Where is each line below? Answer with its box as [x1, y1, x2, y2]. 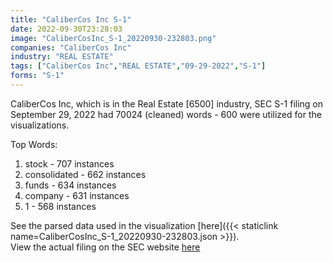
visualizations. [10, 119, 70, 131]
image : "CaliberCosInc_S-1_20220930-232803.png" [10, 33, 217, 43]
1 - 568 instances [24, 200, 97, 212]
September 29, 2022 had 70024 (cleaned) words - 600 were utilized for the [10, 108, 322, 120]
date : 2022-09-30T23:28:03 [10, 24, 123, 34]
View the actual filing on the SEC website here [10, 241, 201, 253]
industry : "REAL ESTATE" [10, 52, 114, 62]
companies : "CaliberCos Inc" [10, 42, 132, 53]
